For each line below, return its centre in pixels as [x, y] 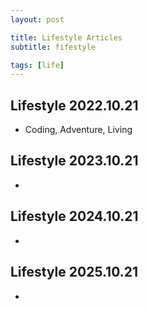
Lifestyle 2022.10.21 [74, 105]
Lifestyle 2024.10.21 [74, 216]
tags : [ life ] [37, 65]
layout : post [37, 19]
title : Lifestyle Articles [66, 37]
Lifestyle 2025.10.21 [74, 272]
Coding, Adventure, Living [78, 130]
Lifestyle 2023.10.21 [74, 161]
